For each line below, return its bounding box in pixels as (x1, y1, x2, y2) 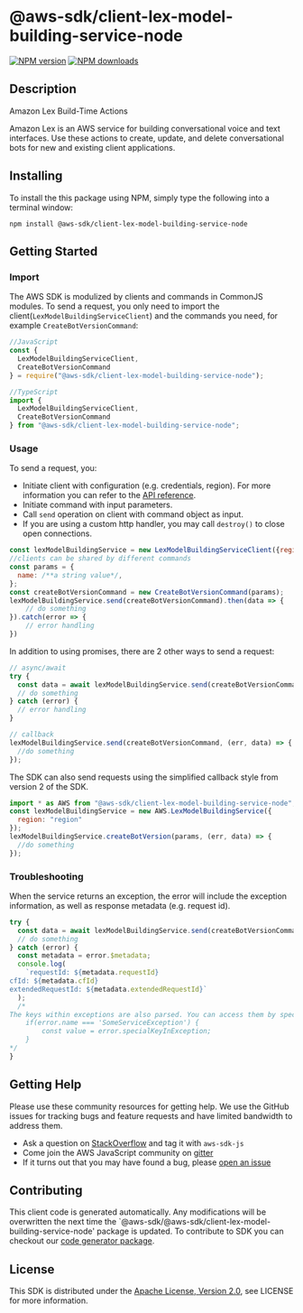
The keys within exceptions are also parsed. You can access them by (9, 1010, 277, 1019)
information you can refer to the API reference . (22, 490, 197, 501)
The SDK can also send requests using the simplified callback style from (9, 772, 279, 782)
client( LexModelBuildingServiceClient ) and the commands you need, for (9, 310, 278, 321)
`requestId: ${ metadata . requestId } (25, 968, 160, 977)
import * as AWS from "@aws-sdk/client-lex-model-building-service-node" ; (9, 799, 297, 808)
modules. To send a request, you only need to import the (9, 301, 220, 312)
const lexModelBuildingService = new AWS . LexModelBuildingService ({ (9, 807, 272, 816)
